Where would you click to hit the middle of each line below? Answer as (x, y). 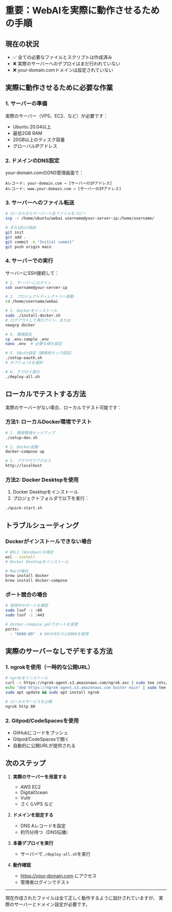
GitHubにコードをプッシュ (40, 732)
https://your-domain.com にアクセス (59, 876)
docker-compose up (25, 452)
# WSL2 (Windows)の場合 (29, 552)
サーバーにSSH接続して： (32, 273)
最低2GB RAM (27, 133)
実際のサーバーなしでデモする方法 (59, 652)
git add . (16, 237)
